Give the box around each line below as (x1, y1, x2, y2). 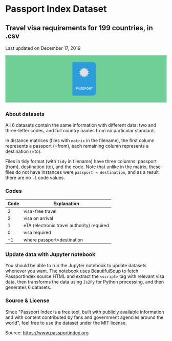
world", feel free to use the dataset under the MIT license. (5, 319, 127, 326)
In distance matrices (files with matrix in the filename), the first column (5, 137, 155, 144)
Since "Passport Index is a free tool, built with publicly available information (5, 309, 165, 315)
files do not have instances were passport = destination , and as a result (5, 169, 159, 175)
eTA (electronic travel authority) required (24, 223, 109, 228)
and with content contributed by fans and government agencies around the (5, 314, 164, 320)
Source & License (5, 297, 50, 304)
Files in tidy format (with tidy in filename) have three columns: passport (5, 158, 157, 165)
